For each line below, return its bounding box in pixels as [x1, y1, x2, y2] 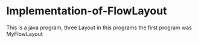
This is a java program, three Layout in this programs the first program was [6, 24, 192, 31]
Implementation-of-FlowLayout [6, 4, 167, 18]
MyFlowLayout [6, 30, 43, 37]
